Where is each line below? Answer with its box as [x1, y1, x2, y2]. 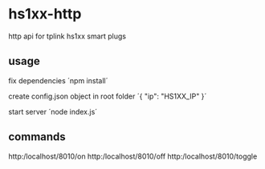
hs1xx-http [8, 5, 82, 23]
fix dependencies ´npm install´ [8, 75, 108, 85]
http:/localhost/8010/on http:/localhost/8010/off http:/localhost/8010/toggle [8, 151, 258, 161]
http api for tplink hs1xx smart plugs [8, 31, 127, 41]
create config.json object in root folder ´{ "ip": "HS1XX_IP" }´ [8, 91, 207, 101]
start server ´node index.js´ [8, 107, 98, 116]
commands [8, 130, 66, 144]
